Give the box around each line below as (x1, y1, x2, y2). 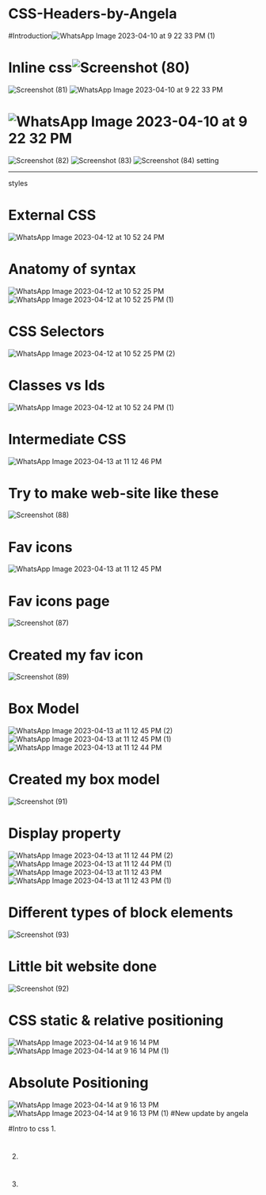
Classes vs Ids (8, 376, 105, 394)
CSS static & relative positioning (8, 1011, 224, 1029)
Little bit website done (8, 957, 157, 976)
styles (8, 178, 28, 188)
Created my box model (8, 771, 160, 789)
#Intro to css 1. (8, 1124, 57, 1133)
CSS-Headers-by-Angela (8, 5, 177, 23)
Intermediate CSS (8, 430, 127, 448)
